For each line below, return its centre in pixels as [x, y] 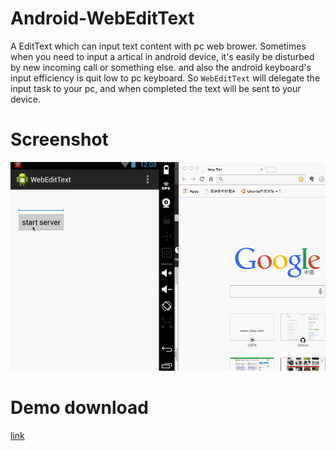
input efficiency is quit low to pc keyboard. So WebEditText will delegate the [165, 78]
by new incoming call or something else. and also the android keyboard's [161, 67]
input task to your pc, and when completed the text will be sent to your [156, 88]
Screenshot [59, 139]
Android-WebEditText [102, 18]
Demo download [79, 408]
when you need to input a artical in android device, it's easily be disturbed [162, 56]
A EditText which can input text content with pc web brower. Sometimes [158, 46]
